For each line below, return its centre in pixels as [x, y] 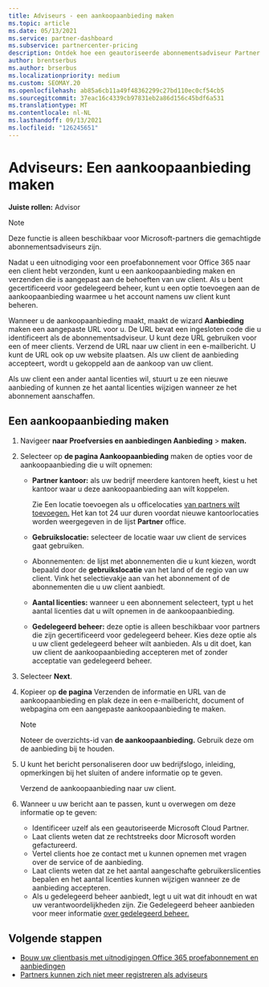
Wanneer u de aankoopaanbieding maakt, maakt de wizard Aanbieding [126, 320]
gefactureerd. [55, 845]
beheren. [23, 305]
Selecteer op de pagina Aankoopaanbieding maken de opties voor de [136, 456]
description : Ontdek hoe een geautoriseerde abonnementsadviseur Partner [134, 53]
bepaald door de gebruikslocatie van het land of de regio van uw [140, 569]
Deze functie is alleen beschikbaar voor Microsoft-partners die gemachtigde [134, 238]
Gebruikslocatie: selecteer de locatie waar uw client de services [139, 537]
